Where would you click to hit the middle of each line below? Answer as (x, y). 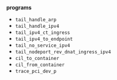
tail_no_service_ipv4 (42, 45)
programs (19, 8)
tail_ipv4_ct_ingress (42, 33)
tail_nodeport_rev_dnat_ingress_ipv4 (63, 52)
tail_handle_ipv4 (37, 26)
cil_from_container (40, 65)
